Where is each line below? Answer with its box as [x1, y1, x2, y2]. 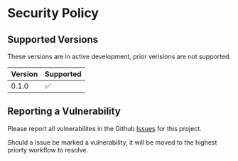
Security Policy [7, 5, 99, 21]
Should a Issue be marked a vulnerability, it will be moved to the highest [7, 137, 217, 147]
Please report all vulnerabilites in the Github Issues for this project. [7, 124, 202, 133]
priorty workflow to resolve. [7, 145, 89, 154]
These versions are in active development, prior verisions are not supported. [7, 52, 232, 61]
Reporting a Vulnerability [7, 105, 121, 118]
